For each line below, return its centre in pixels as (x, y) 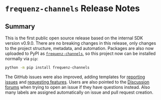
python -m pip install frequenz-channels (47, 67)
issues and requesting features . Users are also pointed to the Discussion (77, 82)
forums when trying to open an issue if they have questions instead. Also (78, 87)
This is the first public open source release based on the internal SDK (74, 38)
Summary (20, 26)
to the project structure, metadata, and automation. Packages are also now (79, 48)
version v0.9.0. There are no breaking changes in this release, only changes (80, 43)
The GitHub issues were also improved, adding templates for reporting (75, 77)
